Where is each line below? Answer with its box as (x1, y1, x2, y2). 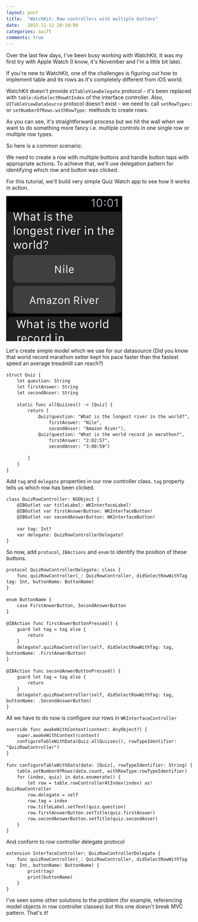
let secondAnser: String (17, 390, 78, 396)
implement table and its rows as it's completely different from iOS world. (6, 76, 183, 83)
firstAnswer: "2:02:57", (48, 437, 111, 443)
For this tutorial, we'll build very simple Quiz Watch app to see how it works (6, 178, 190, 185)
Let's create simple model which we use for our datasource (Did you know (6, 347, 188, 354)
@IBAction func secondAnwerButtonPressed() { (6, 668, 121, 674)
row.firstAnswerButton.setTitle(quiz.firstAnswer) (27, 810, 156, 816)
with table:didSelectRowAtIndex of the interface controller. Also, (6, 94, 164, 101)
